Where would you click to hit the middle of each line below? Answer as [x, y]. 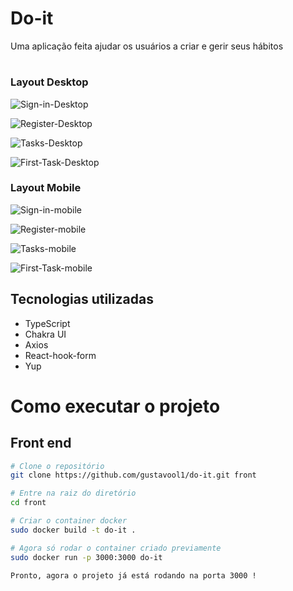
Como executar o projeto [115, 406]
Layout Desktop [49, 82]
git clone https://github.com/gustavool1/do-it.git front [133, 475]
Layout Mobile [46, 188]
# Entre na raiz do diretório [73, 493]
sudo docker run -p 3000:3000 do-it [86, 557]
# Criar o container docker [69, 521]
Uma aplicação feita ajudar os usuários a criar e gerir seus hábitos [147, 46]
